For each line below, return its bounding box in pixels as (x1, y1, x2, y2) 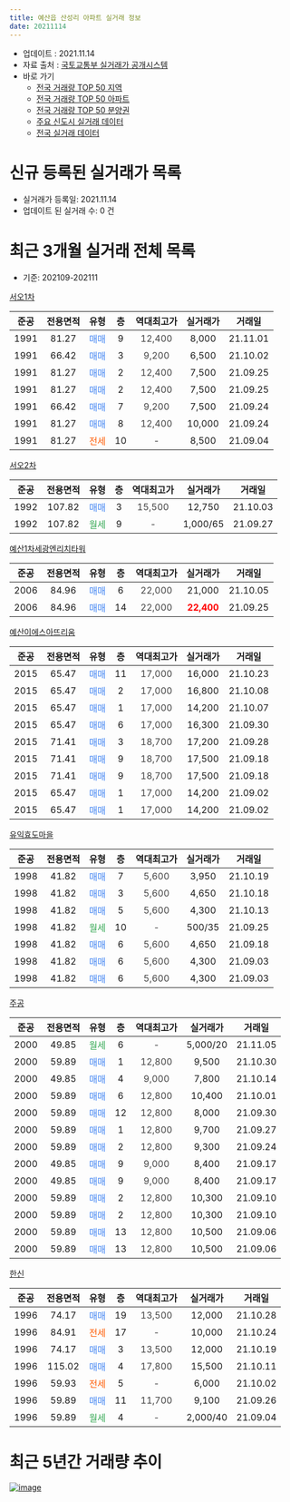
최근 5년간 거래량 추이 (9, 1451, 163, 1472)
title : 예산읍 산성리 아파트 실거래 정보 (9, 13, 141, 23)
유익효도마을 (9, 830, 54, 840)
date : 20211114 (9, 22, 67, 31)
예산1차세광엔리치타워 (9, 544, 86, 555)
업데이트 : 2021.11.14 (22, 47, 95, 59)
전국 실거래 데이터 (35, 127, 100, 138)
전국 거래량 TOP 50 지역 (35, 82, 122, 93)
